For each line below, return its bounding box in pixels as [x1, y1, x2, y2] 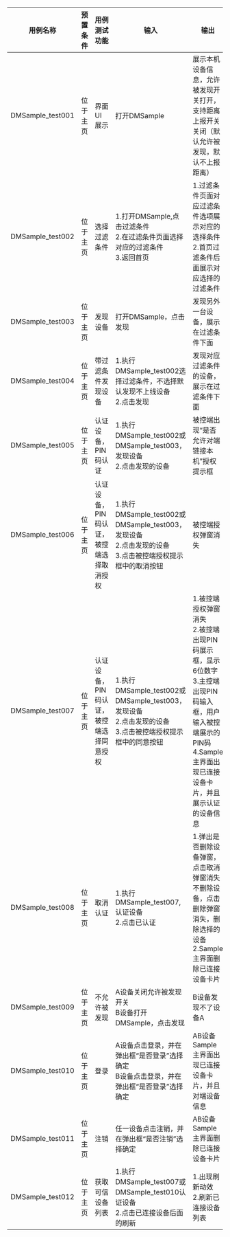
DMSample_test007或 [115, 1177, 186, 1186]
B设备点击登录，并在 [115, 1071, 182, 1081]
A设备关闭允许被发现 [115, 988, 182, 996]
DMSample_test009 [10, 1003, 75, 1012]
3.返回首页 [115, 253, 149, 262]
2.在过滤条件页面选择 [115, 232, 183, 241]
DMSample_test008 [10, 903, 75, 912]
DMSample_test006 [10, 530, 75, 539]
